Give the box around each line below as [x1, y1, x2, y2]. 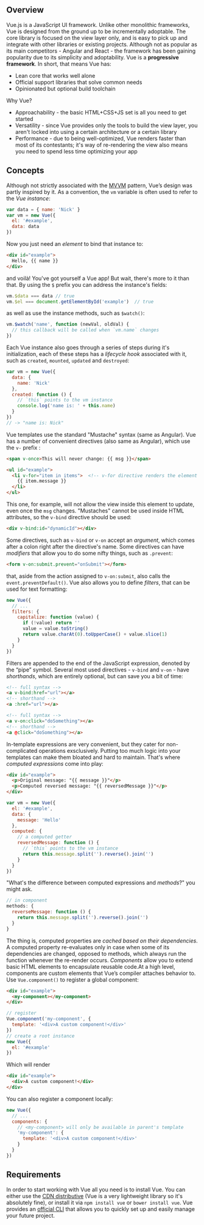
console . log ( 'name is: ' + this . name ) [17, 403, 116, 409]
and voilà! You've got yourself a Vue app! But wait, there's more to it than [6, 275, 190, 282]
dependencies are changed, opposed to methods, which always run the [6, 950, 187, 957]
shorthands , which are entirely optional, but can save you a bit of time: [6, 672, 184, 679]
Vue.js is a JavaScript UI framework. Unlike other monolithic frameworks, [6, 21, 190, 28]
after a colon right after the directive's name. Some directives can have [6, 542, 185, 550]
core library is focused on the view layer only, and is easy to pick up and [6, 34, 188, 42]
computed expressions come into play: [6, 760, 104, 767]
